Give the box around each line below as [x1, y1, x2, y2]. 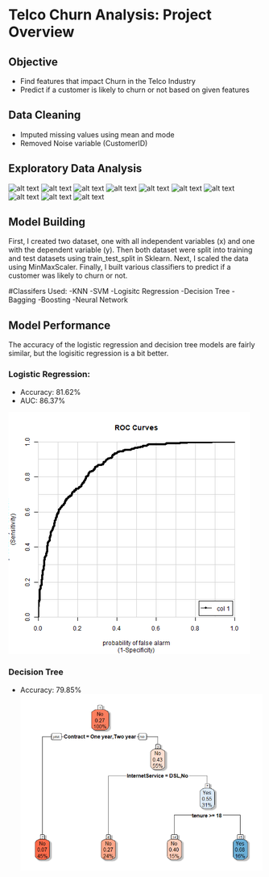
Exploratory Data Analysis [8, 162, 143, 175]
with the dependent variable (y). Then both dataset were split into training [8, 245, 253, 255]
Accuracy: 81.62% [19, 387, 81, 397]
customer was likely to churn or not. [8, 271, 128, 280]
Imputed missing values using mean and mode [19, 129, 175, 139]
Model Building [8, 216, 86, 229]
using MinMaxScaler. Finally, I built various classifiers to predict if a [8, 262, 231, 272]
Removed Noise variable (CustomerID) [19, 138, 148, 148]
